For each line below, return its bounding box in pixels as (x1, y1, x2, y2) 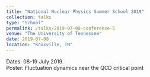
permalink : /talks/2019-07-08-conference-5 (6, 25, 116, 31)
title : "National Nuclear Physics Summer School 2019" (6, 8, 145, 15)
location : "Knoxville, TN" (6, 42, 73, 48)
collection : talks (6, 14, 52, 20)
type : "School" (6, 20, 44, 25)
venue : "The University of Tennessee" (6, 31, 102, 37)
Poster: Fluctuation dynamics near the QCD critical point (6, 64, 144, 71)
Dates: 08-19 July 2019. (6, 57, 64, 65)
